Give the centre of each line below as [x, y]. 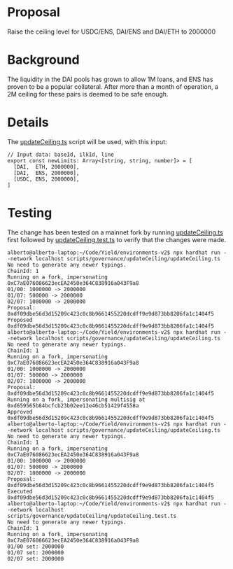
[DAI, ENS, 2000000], [47, 173]
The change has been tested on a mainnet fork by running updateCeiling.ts [115, 232]
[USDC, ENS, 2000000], [47, 179]
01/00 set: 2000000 [36, 547]
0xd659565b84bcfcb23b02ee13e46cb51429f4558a [73, 406]
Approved [20, 412]
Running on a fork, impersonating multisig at [76, 400]
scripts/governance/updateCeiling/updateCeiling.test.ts [92, 516]
